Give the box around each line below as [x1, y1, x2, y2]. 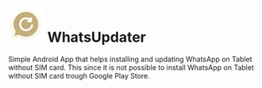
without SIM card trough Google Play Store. [8, 71, 151, 80]
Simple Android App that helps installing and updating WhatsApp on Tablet [8, 54, 252, 64]
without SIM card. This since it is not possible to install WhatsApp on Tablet [8, 62, 254, 72]
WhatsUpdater [47, 28, 147, 46]
